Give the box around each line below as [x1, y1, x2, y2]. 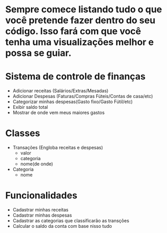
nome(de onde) [20, 161, 53, 167]
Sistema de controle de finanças [5, 71, 146, 83]
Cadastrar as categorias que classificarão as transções [12, 218, 130, 224]
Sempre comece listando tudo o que [5, 4, 162, 15]
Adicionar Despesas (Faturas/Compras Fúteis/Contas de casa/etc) [12, 93, 153, 100]
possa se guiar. [5, 47, 72, 59]
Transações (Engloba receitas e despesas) [12, 145, 103, 151]
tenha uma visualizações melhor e [5, 36, 154, 48]
